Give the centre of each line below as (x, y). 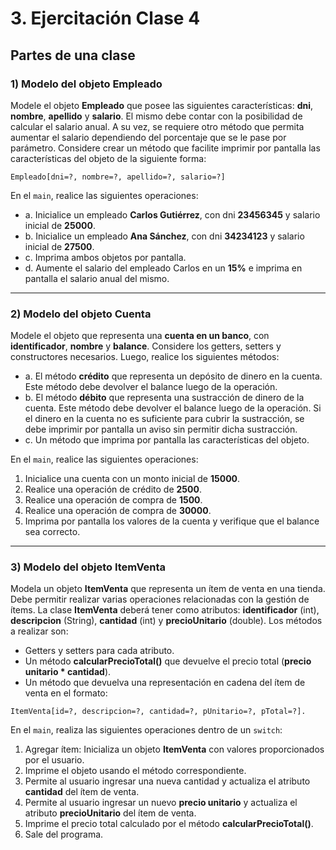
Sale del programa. (64, 834)
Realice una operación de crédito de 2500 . (113, 489)
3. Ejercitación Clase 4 (105, 18)
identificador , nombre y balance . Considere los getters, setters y (146, 346)
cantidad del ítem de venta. (82, 792)
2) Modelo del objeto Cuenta (81, 314)
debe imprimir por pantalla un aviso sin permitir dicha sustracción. (161, 429)
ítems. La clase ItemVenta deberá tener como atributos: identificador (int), (165, 610)
